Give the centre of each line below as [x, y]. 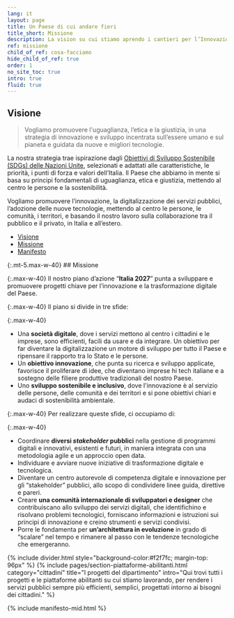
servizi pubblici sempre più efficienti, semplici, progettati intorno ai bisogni [114, 587]
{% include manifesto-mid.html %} [57, 608]
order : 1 [20, 65]
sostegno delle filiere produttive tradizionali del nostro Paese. [105, 378]
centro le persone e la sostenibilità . [57, 188]
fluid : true [24, 85]
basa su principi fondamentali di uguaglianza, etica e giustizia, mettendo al [114, 180]
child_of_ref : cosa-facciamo [49, 53]
